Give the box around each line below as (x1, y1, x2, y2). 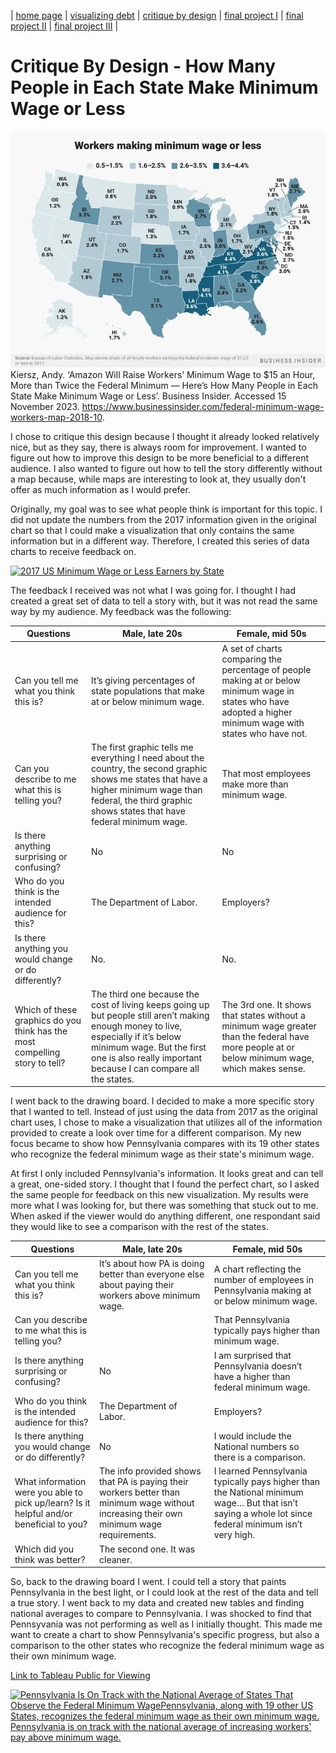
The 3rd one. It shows (221, 998, 312, 1010)
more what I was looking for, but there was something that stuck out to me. (10, 1200, 319, 1212)
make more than (221, 778, 289, 790)
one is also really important (91, 1051, 203, 1064)
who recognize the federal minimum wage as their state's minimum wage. (10, 1148, 315, 1160)
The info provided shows (99, 1465, 202, 1477)
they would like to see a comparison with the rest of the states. (10, 1221, 269, 1233)
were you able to (14, 1486, 83, 1499)
